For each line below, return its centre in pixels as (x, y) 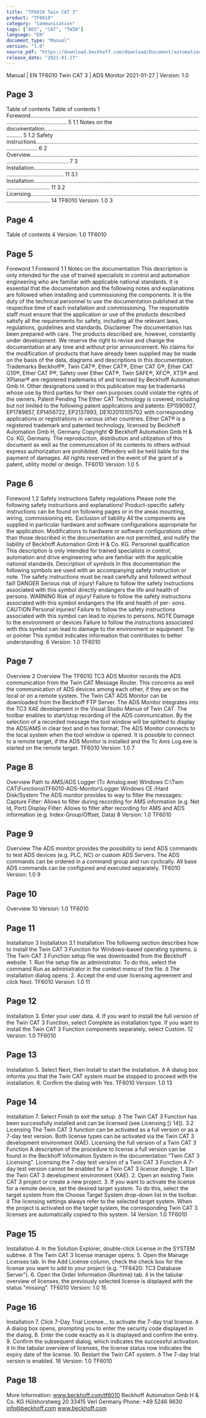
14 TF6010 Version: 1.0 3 (82, 201)
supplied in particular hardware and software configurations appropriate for (102, 524)
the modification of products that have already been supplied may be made (101, 354)
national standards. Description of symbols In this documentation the (93, 564)
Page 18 (22, 1380)
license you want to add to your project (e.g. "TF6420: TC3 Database (94, 1268)
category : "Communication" (41, 23)
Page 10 (22, 894)
